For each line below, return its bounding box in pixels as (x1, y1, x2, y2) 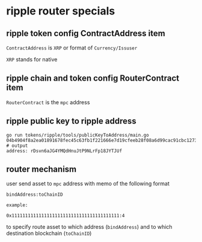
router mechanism (6, 164, 77, 175)
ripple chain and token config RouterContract (6, 73, 179, 84)
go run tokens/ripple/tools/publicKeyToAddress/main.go (6, 132, 149, 138)
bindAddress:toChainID (6, 191, 63, 198)
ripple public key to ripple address (6, 116, 136, 126)
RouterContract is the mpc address (6, 98, 90, 106)
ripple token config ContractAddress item (6, 28, 165, 39)
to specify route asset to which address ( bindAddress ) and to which (6, 223, 173, 231)
